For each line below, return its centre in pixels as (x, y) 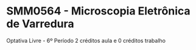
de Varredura (40, 24)
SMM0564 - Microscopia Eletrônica (98, 11)
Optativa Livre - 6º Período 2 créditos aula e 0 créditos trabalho (86, 40)
